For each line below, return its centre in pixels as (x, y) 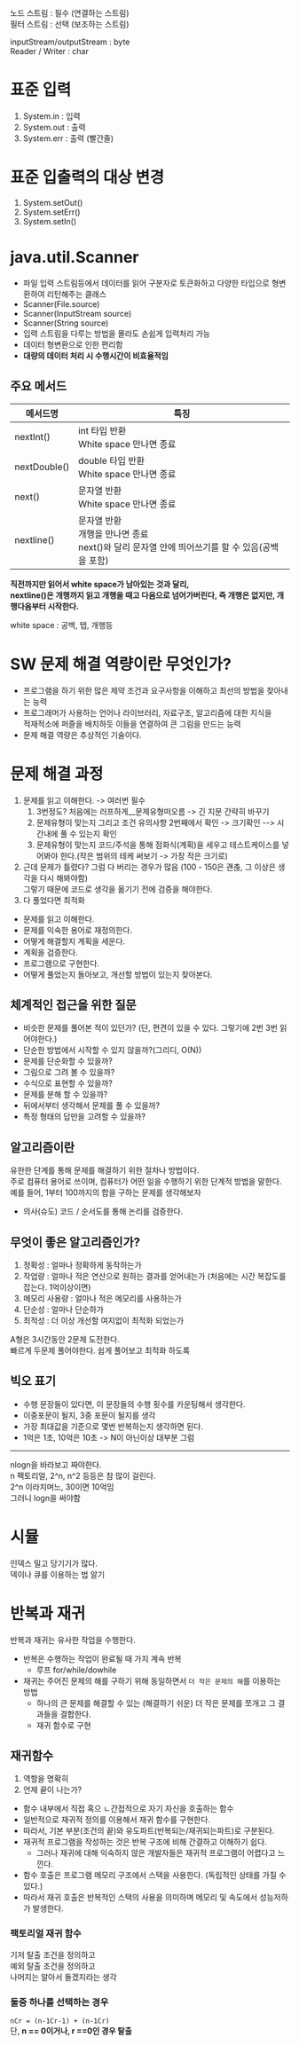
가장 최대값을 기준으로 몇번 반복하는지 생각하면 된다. (113, 1426)
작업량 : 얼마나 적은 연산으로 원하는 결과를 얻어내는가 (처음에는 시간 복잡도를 (154, 1276)
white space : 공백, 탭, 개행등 (62, 625)
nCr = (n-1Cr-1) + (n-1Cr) (60, 2021)
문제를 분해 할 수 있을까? (65, 1095)
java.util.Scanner (75, 258)
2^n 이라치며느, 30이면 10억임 (62, 1487)
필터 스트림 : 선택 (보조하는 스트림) (70, 24)
